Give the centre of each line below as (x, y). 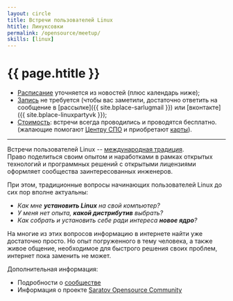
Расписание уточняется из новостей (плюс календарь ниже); (108, 93)
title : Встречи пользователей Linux (60, 20)
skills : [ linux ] (31, 39)
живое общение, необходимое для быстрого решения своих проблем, (112, 248)
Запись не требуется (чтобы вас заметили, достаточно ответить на (117, 100)
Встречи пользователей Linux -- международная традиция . (96, 149)
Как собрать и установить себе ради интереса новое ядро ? (107, 220)
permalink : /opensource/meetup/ (54, 33)
